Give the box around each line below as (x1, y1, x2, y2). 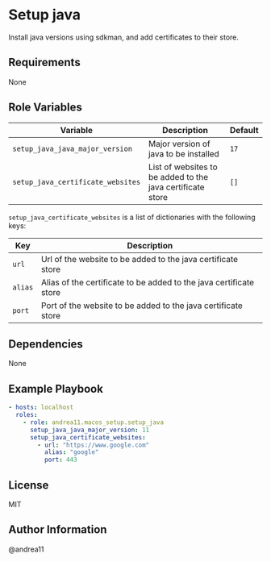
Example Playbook (8, 381, 103, 396)
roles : (15, 411, 38, 419)
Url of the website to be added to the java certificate (40, 253, 239, 264)
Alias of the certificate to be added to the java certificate (40, 277, 255, 288)
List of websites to (148, 161, 218, 173)
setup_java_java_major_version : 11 (29, 426, 150, 434)
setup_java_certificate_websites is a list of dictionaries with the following (8, 212, 256, 222)
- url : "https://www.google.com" (37, 441, 150, 449)
